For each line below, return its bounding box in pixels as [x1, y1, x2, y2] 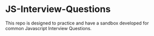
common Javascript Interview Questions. [5, 25, 92, 31]
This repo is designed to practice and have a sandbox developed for [5, 20, 149, 26]
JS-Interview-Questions [5, 3, 111, 15]
